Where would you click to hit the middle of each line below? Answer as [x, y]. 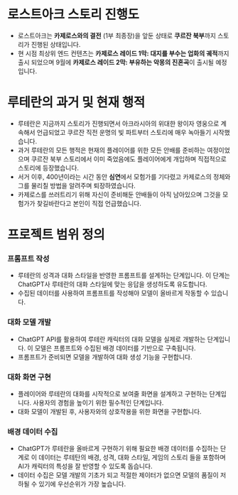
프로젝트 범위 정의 [56, 235]
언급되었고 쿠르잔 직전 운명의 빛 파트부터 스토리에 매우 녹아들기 [124, 132]
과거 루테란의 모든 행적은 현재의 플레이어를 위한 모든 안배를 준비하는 [112, 150]
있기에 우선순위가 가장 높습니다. [82, 484]
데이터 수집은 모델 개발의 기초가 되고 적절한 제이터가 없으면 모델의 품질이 [118, 475]
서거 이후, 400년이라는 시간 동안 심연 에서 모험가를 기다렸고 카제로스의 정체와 [124, 176]
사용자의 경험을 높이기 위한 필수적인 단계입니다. [98, 403]
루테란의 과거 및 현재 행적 [76, 103]
